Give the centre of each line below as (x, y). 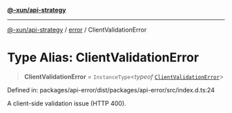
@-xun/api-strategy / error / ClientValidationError (77, 30)
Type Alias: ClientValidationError (103, 58)
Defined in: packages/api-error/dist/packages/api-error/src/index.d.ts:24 (111, 90)
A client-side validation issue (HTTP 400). (67, 103)
